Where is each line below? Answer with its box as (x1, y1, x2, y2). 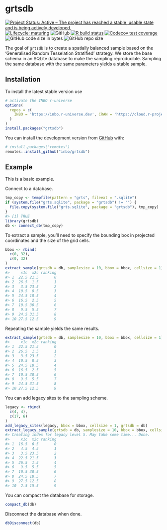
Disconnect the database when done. (5, 511, 82, 517)
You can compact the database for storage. (5, 492, 94, 498)
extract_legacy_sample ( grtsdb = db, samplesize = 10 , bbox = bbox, (5, 427, 148, 433)
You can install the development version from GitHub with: (5, 135, 124, 141)
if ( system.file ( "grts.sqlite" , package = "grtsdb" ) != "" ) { (5, 200, 137, 205)
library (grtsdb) (5, 218, 39, 223)
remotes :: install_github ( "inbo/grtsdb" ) (5, 149, 90, 154)
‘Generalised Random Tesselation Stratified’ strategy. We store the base (5, 50, 153, 56)
